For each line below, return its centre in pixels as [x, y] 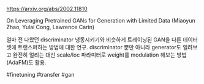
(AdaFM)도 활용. [26, 62]
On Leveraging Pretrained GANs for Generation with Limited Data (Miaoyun [101, 20]
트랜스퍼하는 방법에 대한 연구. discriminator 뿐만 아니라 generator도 [100, 47]
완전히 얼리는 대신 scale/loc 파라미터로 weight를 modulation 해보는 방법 [100, 55]
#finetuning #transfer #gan [40, 75]
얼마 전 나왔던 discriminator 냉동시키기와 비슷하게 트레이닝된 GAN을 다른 [94, 40]
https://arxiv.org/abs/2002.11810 [47, 9]
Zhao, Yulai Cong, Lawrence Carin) [51, 27]
